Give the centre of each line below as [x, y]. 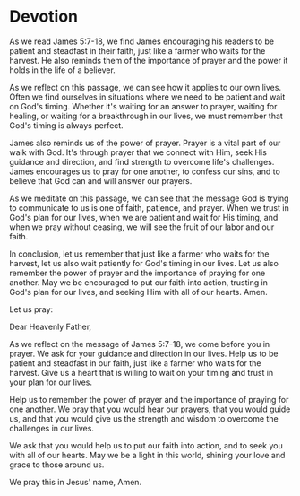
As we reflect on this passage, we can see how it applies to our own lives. [146, 87]
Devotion [44, 17]
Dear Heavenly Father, [51, 326]
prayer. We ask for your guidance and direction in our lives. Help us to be [144, 353]
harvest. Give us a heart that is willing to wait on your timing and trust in [141, 372]
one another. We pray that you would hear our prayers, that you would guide [150, 409]
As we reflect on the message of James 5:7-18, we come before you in [140, 344]
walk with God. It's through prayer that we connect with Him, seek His [138, 152]
